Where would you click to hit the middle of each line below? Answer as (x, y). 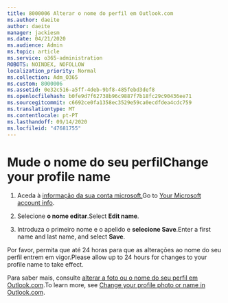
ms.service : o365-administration (55, 58)
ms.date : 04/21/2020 (37, 39)
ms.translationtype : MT (41, 109)
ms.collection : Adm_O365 (43, 77)
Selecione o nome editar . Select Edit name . (78, 216)
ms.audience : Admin (35, 45)
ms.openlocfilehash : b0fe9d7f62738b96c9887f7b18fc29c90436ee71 (100, 97)
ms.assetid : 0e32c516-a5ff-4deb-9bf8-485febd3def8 (81, 90)
